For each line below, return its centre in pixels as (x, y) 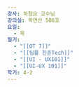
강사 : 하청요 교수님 (31, 14)
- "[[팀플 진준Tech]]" (44, 53)
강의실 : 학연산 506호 (34, 20)
